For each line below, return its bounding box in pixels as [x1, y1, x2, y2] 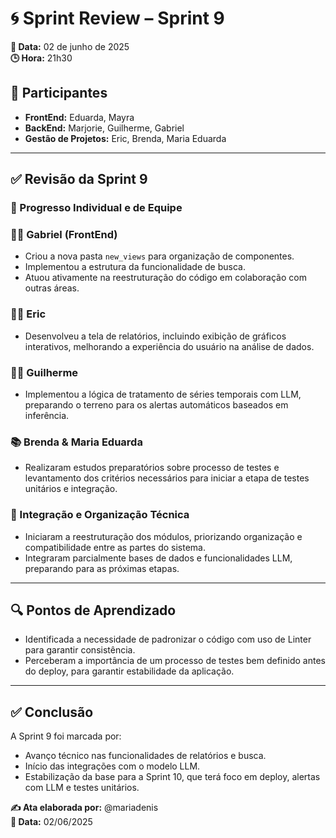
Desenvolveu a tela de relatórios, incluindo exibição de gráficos [24, 330, 287, 342]
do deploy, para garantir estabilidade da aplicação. [24, 665, 235, 677]
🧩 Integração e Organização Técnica [10, 508, 190, 522]
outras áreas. [24, 282, 80, 294]
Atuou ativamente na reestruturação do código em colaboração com [24, 272, 307, 284]
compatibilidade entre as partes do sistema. [24, 541, 207, 553]
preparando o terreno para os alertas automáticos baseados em [24, 398, 289, 411]
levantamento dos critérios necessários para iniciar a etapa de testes [24, 472, 310, 484]
